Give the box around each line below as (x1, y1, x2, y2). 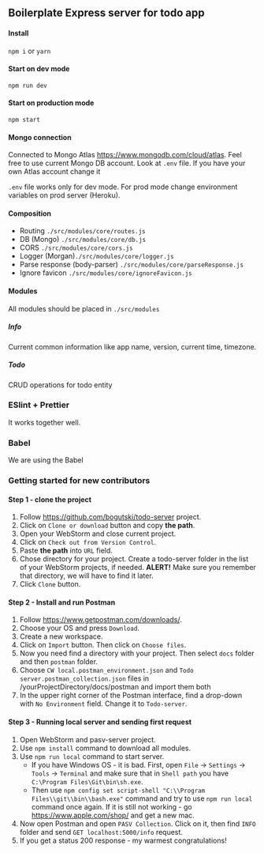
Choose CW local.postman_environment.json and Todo (19, 666, 195, 675)
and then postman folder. (19, 657, 99, 666)
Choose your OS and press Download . (19, 624, 140, 633)
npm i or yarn (8, 46, 51, 55)
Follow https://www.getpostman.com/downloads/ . (19, 615, 183, 625)
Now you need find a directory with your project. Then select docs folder (19, 648, 255, 659)
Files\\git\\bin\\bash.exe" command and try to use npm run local (31, 794, 253, 803)
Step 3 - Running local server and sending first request (8, 717, 191, 727)
